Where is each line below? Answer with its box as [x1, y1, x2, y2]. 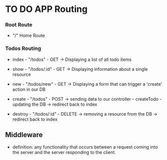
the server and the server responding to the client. [12, 149, 116, 155]
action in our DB [12, 86, 46, 92]
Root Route [5, 21, 32, 28]
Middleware [5, 131, 43, 139]
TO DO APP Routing [5, 3, 88, 15]
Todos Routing [5, 45, 41, 52]
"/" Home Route [12, 32, 45, 38]
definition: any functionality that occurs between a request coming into [12, 144, 158, 150]
